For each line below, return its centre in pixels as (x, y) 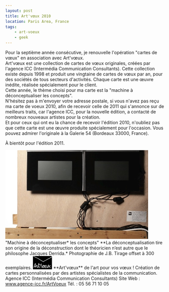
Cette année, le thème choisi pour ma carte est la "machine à (69, 90)
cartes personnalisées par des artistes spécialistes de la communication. (81, 273)
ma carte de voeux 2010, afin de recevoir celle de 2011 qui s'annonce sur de (85, 106)
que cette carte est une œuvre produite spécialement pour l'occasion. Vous (84, 128)
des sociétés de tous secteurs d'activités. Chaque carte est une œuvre (79, 79)
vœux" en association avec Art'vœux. (45, 58)
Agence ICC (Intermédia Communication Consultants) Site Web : (73, 278)
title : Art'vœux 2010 (28, 16)
